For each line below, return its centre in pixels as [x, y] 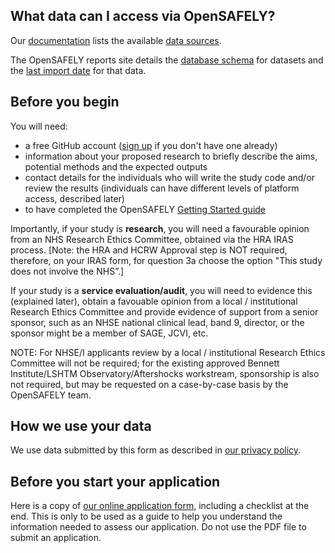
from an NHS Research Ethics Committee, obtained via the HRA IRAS [152, 239]
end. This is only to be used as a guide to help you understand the [146, 516]
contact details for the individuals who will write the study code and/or [170, 177]
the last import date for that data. [78, 70]
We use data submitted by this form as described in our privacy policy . [156, 450]
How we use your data [81, 426]
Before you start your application [115, 481]
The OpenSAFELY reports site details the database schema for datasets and [167, 60]
